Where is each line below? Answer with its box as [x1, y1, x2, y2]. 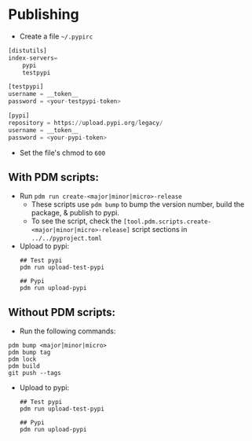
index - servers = [8, 53, 58, 62]
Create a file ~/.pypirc [19, 31, 93, 41]
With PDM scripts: [8, 171, 100, 184]
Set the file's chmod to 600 [19, 148, 106, 157]
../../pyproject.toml [31, 234, 102, 243]
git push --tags [8, 369, 61, 377]
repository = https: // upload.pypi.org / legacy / [8, 119, 163, 127]
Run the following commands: [19, 326, 116, 336]
